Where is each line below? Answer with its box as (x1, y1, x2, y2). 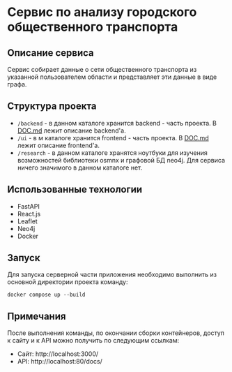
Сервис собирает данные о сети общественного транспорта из (7, 66, 197, 73)
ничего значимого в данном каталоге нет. (17, 163, 143, 172)
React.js (17, 209, 41, 218)
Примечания (7, 310, 66, 322)
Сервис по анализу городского (7, 4, 197, 20)
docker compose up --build (7, 291, 86, 299)
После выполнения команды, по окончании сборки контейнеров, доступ (7, 329, 224, 337)
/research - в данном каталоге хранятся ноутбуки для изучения (17, 148, 208, 157)
